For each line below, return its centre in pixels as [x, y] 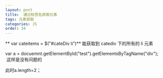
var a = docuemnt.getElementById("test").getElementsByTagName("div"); [82, 54]
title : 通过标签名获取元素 [31, 15]
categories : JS [21, 24]
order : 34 [16, 29]
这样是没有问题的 [24, 60]
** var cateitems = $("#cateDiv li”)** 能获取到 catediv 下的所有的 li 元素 [79, 44]
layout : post [19, 10]
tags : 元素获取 [20, 19]
